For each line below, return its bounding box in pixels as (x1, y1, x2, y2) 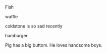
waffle (5, 14, 18, 19)
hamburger (5, 33, 28, 38)
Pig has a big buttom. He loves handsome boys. (5, 42, 103, 48)
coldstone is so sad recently (5, 23, 63, 29)
